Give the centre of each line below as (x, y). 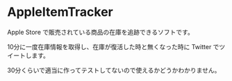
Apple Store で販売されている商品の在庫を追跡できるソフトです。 (101, 32)
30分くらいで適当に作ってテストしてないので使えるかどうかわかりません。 (114, 70)
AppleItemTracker (60, 12)
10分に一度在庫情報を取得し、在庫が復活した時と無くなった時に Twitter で (113, 46)
